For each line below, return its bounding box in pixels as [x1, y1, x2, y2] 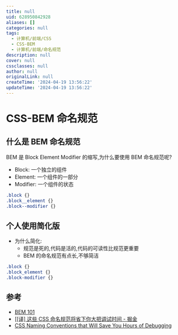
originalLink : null [6, 74, 54, 80]
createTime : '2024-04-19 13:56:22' [6, 80, 93, 86]
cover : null [6, 57, 35, 63]
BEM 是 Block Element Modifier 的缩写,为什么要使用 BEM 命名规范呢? [6, 153, 172, 160]
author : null [6, 69, 38, 74]
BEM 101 [14, 308, 35, 315]
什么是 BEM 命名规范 [6, 137, 81, 147]
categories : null [6, 25, 48, 31]
